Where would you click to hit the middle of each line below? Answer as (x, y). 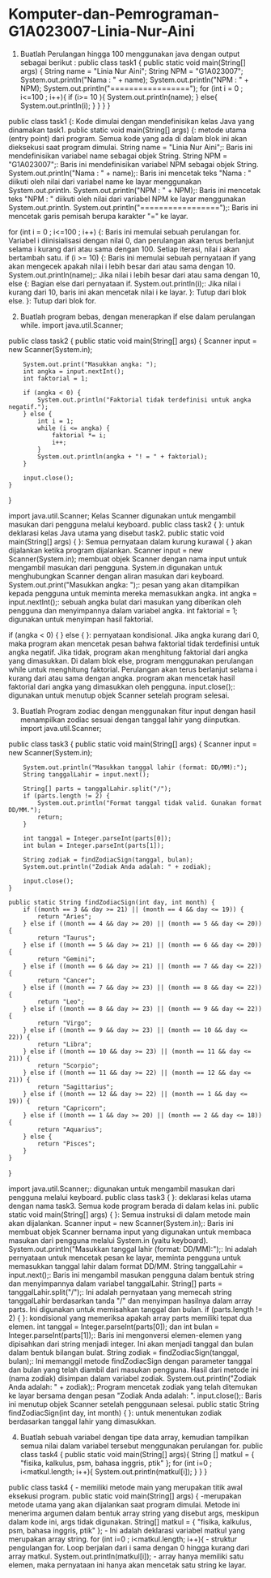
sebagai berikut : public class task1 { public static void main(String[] (133, 62)
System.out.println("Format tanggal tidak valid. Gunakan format (150, 803)
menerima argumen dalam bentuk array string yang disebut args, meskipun (134, 1513)
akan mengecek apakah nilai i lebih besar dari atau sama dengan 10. (122, 266)
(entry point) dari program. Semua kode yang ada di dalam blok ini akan (128, 138)
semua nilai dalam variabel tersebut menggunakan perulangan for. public (142, 1446)
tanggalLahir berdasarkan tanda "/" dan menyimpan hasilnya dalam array (130, 1301)
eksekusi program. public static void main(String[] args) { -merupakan (125, 1496)
